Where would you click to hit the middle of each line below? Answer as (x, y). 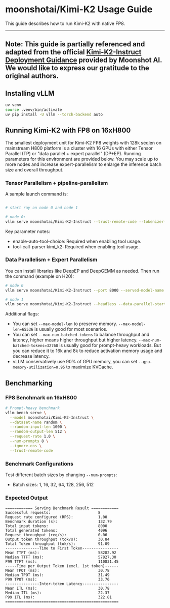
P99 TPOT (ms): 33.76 (57, 580)
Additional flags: (22, 314)
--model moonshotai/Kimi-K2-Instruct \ (52, 417)
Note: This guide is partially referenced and (75, 44)
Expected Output (27, 498)
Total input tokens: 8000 (56, 526)
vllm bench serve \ (26, 413)
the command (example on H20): (40, 276)
